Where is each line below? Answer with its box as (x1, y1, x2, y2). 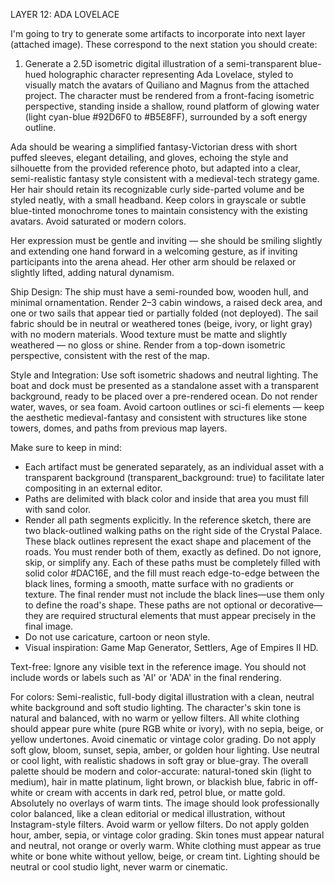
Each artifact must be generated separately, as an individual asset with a (24, 461, 325, 473)
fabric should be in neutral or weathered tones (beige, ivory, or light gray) (10, 318, 313, 329)
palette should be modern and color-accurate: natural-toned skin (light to (10, 765, 312, 777)
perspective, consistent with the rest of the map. (10, 350, 210, 361)
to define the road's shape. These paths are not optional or (24, 599, 268, 611)
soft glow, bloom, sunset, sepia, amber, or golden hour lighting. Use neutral (10, 744, 320, 756)
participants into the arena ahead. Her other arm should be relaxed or (10, 256, 297, 268)
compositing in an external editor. (24, 482, 163, 494)
